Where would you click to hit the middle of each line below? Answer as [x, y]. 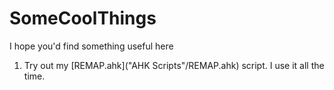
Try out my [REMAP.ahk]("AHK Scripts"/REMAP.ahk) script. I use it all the [174, 65]
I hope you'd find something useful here [91, 46]
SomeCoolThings [83, 18]
